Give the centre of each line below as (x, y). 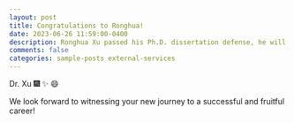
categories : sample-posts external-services (92, 58)
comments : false (39, 50)
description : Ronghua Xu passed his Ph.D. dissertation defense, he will (148, 42)
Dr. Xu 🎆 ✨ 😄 (34, 84)
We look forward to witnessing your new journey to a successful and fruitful (147, 101)
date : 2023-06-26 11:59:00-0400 (68, 34)
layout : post (33, 17)
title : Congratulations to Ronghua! (76, 26)
